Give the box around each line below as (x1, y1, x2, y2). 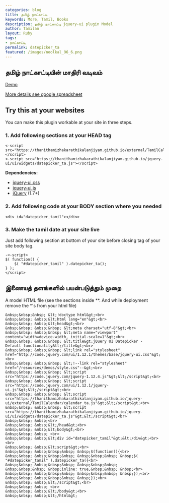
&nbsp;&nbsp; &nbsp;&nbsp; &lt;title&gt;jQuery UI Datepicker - (5, 339, 143, 344)
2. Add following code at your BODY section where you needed (5, 203, 162, 210)
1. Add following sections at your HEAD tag (5, 132, 112, 139)
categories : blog (5, 7, 42, 13)
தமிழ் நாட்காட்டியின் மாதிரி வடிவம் (5, 68, 103, 77)
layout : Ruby (5, 31, 33, 36)
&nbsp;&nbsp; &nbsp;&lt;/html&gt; (5, 493, 78, 498)
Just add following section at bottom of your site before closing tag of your (5, 237, 160, 243)
